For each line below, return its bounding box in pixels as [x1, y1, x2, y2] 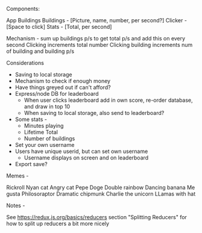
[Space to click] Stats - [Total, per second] [6, 23, 112, 30]
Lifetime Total [24, 129, 58, 135]
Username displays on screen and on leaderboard [24, 154, 149, 161]
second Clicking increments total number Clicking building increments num [6, 42, 193, 48]
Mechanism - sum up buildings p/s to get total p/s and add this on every [6, 35, 186, 42]
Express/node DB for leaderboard [14, 90, 99, 97]
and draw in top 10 [24, 103, 71, 110]
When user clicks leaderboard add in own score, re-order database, [24, 96, 193, 104]
